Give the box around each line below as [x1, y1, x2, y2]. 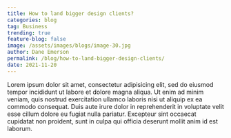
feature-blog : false [7, 36, 67, 43]
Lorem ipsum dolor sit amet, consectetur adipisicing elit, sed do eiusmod [7, 80, 214, 88]
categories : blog [7, 17, 57, 23]
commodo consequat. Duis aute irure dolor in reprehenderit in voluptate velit [7, 102, 224, 110]
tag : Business [7, 23, 48, 30]
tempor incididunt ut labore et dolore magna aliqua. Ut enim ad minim [7, 88, 204, 96]
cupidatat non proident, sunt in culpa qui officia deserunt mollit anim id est [7, 117, 219, 125]
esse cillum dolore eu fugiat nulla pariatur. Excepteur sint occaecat [7, 110, 197, 118]
